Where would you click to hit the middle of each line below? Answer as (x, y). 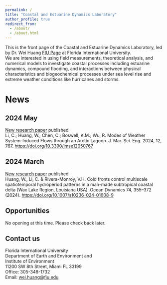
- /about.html (24, 33)
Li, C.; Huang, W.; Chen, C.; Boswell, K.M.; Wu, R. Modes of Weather (75, 135)
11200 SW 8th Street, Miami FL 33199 (44, 266)
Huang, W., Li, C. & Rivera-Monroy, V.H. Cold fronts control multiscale (77, 179)
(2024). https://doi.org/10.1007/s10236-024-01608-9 (59, 195)
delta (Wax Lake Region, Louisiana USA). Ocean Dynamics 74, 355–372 (79, 190)
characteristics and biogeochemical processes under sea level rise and (78, 74)
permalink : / (19, 10)
